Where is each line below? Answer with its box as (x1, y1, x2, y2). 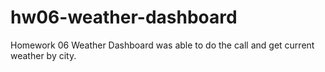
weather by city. (10, 49, 77, 61)
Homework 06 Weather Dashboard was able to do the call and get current (10, 39, 315, 51)
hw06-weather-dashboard (10, 6, 238, 29)
